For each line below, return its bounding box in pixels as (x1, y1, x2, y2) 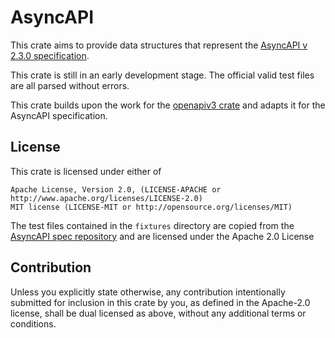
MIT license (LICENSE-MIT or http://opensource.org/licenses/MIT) (10, 202, 293, 212)
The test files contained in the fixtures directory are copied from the (10, 219, 295, 231)
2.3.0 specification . (10, 49, 90, 61)
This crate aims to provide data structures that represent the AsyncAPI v (10, 39, 308, 51)
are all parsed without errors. (10, 79, 130, 91)
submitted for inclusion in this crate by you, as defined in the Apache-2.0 (10, 296, 311, 308)
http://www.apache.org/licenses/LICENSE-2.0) (10, 193, 203, 203)
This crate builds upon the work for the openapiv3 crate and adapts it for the (10, 99, 326, 111)
